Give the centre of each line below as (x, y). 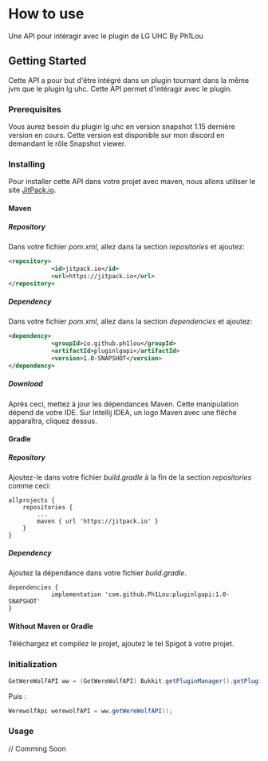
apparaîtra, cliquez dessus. (53, 421)
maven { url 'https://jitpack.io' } (98, 522)
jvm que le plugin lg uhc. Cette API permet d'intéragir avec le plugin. (120, 88)
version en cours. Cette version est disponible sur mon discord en (116, 135)
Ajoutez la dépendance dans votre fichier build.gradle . (98, 573)
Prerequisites (35, 109)
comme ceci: (30, 486)
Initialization (33, 665)
